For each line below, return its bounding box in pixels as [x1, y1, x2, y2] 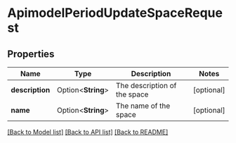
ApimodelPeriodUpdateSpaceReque [7, 5, 223, 21]
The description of [115, 81, 177, 90]
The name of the [115, 101, 171, 111]
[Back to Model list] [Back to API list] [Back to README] [7, 128, 169, 136]
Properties [7, 48, 55, 60]
